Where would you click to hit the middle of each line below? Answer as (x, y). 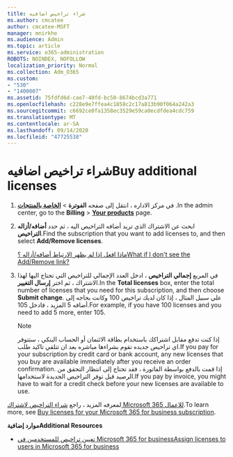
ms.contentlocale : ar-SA (43, 124)
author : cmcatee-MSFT (39, 26)
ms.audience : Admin (35, 40)
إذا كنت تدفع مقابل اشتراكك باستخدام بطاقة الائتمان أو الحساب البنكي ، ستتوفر (119, 339)
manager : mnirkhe (32, 33)
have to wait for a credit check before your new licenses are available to (120, 384)
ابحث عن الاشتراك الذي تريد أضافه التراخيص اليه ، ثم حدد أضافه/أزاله (106, 226)
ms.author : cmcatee (35, 20)
